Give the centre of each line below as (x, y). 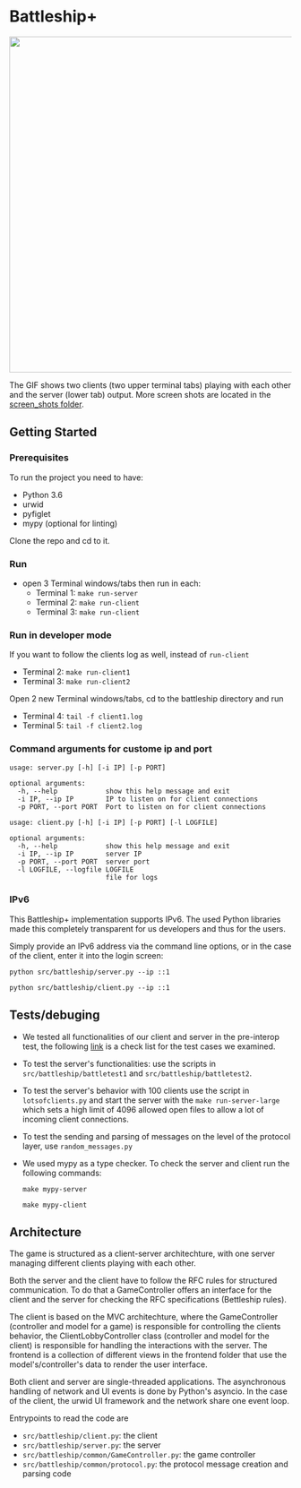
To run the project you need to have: (76, 477)
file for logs (132, 877)
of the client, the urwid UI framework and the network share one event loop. (149, 1401)
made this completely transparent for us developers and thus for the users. (148, 928)
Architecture (46, 1232)
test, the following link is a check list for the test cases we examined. (149, 1046)
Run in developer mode (60, 635)
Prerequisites (39, 458)
